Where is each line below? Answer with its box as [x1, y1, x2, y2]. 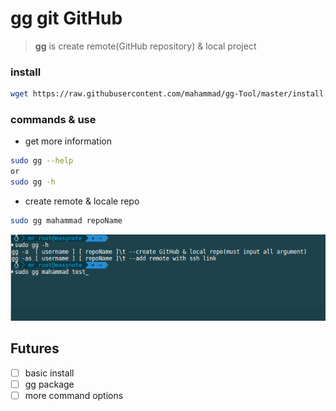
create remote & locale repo [24, 195, 140, 207]
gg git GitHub [10, 7, 123, 30]
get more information [24, 135, 112, 147]
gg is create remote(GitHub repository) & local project [34, 40, 257, 52]
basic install [24, 367, 75, 379]
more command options [24, 389, 124, 401]
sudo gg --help [10, 156, 74, 166]
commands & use [10, 113, 97, 127]
